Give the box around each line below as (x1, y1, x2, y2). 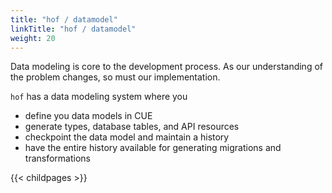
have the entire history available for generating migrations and (24, 142, 282, 154)
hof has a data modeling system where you (10, 91, 188, 103)
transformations (24, 152, 91, 165)
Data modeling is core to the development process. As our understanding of (10, 61, 323, 73)
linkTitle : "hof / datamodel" (10, 24, 137, 34)
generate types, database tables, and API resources (24, 121, 240, 133)
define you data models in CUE (24, 110, 153, 122)
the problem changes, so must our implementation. (10, 71, 221, 83)
